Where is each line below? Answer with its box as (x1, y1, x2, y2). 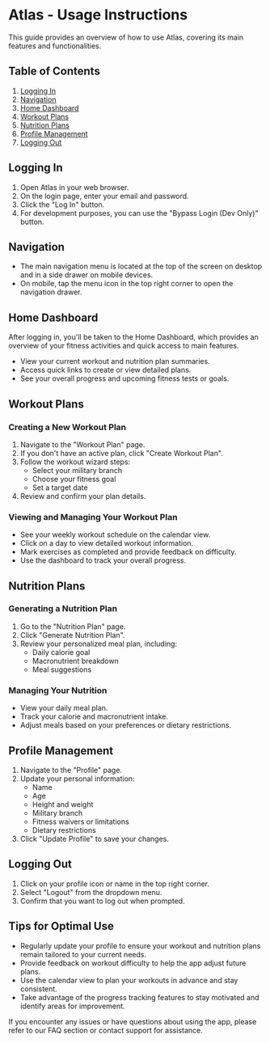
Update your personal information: (19, 774, 135, 783)
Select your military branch (32, 465, 123, 475)
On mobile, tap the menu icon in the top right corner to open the (19, 279, 234, 289)
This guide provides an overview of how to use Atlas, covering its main (8, 32, 244, 42)
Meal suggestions (32, 665, 92, 674)
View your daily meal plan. (19, 703, 108, 713)
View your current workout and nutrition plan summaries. (19, 357, 210, 366)
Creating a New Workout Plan (8, 421, 127, 433)
